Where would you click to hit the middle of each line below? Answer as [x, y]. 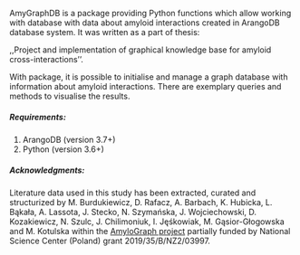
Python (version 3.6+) [63, 149]
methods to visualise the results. [70, 96]
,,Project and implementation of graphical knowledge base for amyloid [140, 50]
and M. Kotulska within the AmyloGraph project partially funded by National [150, 231]
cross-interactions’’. [47, 59]
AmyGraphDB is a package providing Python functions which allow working [150, 13]
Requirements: [38, 117]
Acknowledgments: [47, 170]
